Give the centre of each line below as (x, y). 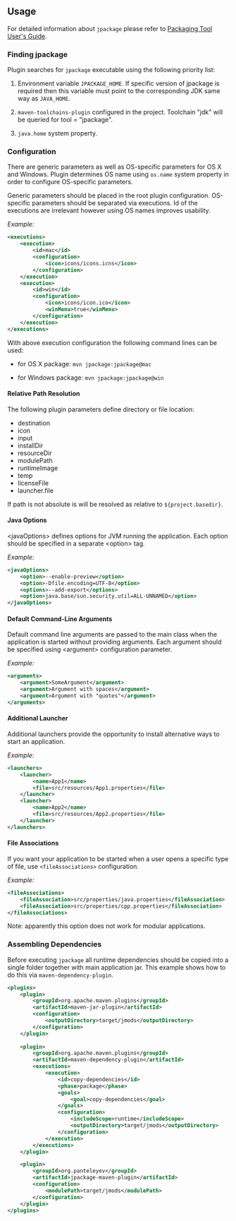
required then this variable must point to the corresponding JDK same (119, 91)
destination (34, 423)
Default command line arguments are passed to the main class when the (112, 634)
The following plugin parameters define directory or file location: (101, 409)
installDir (30, 445)
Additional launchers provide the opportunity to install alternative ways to (113, 734)
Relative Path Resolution (44, 394)
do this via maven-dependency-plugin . (61, 975)
